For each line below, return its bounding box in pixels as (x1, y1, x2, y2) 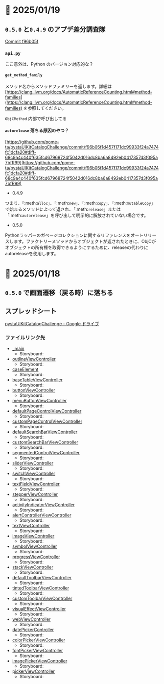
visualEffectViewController (12, 606, 66, 612)
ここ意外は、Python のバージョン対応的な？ (5, 61, 94, 67)
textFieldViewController (12, 481, 60, 487)
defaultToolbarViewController (12, 575, 72, 581)
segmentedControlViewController (12, 450, 80, 456)
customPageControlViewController (12, 418, 82, 424)
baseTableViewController (12, 377, 63, 383)
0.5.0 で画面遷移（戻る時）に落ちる (5, 289, 114, 297)
